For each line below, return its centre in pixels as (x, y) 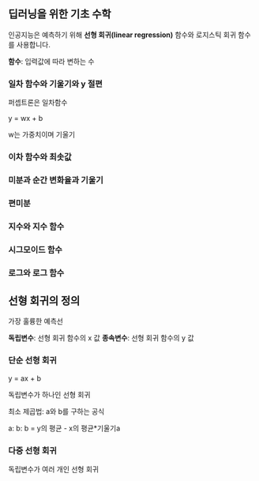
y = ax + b (25, 378)
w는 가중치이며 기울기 (42, 135)
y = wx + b (26, 118)
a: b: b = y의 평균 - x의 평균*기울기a (64, 428)
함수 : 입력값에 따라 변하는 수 (51, 61)
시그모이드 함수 (36, 250)
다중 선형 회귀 (33, 450)
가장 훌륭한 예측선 (36, 321)
